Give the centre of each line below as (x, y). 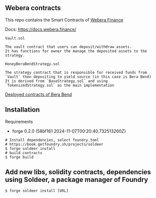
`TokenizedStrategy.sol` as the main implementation (60, 85)
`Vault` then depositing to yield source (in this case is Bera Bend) (78, 77)
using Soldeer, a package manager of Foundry (77, 180)
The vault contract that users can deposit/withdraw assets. (68, 47)
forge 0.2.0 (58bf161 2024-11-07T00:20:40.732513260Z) (69, 131)
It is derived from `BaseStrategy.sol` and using (57, 81)
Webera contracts (33, 8)
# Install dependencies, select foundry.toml (52, 140)
